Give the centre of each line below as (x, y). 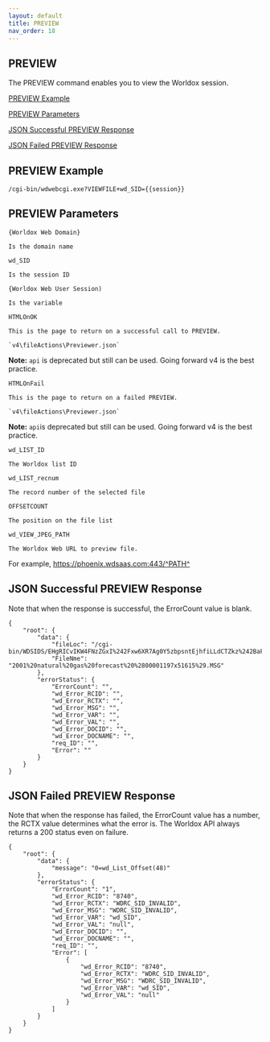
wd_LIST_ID (27, 450)
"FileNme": (70, 658)
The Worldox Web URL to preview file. (73, 549)
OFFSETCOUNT (28, 506)
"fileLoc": (70, 644)
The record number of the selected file (77, 492)
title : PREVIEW (34, 23)
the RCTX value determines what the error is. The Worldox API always (124, 824)
